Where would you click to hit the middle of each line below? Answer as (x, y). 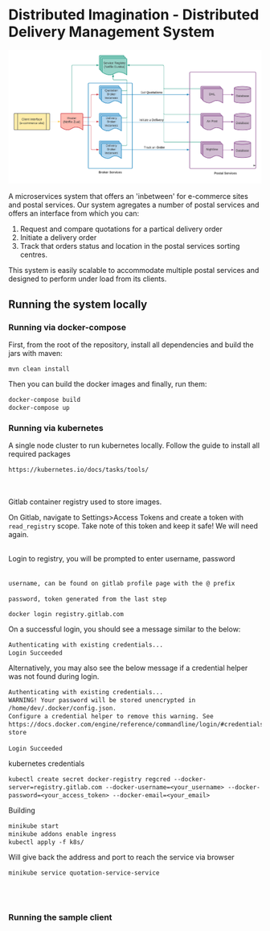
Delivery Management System (112, 32)
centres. (34, 254)
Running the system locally (78, 304)
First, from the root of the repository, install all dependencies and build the (131, 345)
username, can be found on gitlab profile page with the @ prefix (122, 584)
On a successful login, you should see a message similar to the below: (125, 629)
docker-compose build (45, 400)
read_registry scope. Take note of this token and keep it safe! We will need (133, 526)
